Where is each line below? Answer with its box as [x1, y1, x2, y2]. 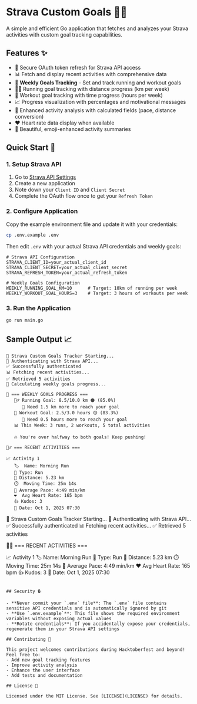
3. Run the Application [6, 304, 71, 312]
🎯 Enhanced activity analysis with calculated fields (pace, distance [14, 106, 176, 114]
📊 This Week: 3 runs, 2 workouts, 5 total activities [14, 422, 151, 428]
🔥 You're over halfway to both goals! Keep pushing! [14, 434, 146, 440]
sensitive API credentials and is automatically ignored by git [6, 605, 167, 611]
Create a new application [14, 180, 75, 187]
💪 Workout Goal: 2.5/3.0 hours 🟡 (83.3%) [14, 410, 119, 415]
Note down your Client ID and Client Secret [14, 186, 125, 194]
